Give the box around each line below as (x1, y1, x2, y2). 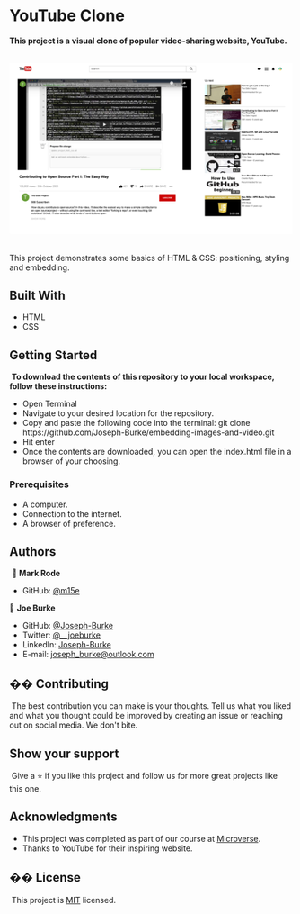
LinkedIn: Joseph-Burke (22, 639, 112, 650)
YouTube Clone (9, 5, 126, 26)
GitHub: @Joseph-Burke (22, 620, 114, 631)
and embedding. (9, 262, 70, 273)
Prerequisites (9, 478, 69, 491)
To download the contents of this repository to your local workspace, (11, 371, 275, 383)
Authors (9, 544, 57, 559)
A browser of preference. (22, 518, 117, 529)
